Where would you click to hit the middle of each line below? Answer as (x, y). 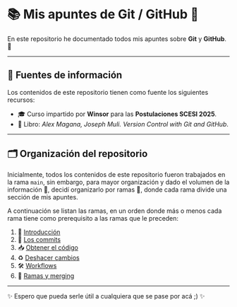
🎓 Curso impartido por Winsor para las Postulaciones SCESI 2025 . (117, 114)
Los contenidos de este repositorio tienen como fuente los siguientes (108, 92)
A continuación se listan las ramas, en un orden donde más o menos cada (115, 211)
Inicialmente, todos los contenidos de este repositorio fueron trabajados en (116, 174)
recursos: (21, 100)
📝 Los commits (39, 239)
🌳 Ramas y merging (46, 276)
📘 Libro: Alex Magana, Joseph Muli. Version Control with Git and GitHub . (123, 124)
